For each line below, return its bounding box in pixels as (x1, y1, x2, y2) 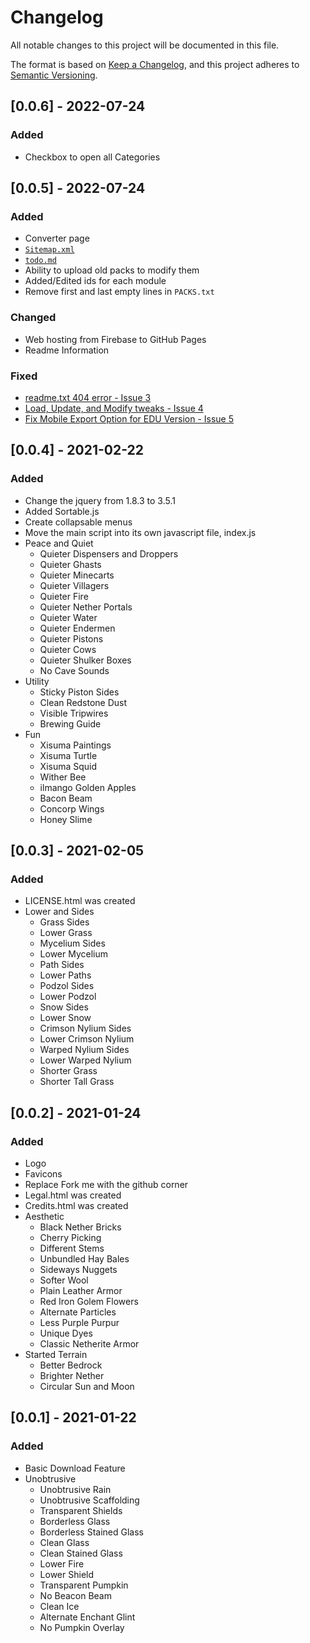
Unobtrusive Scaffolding (39, 1494, 140, 1506)
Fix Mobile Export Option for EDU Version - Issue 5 (24, 412, 235, 425)
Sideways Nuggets (39, 1263, 118, 1275)
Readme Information (24, 344, 110, 356)
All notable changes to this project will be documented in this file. (10, 39, 280, 51)
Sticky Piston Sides (39, 686, 120, 698)
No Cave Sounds (39, 664, 110, 676)
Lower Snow (39, 1012, 92, 1024)
